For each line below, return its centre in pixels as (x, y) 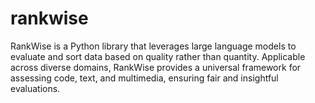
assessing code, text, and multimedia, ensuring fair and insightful (144, 78)
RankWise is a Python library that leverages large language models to (153, 46)
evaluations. (35, 88)
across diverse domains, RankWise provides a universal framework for (156, 67)
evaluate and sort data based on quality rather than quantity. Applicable (158, 56)
